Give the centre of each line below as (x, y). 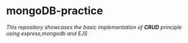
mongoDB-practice (55, 11)
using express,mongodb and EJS (47, 33)
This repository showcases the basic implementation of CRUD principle (94, 27)
